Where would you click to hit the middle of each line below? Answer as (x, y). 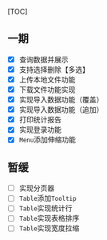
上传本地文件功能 (47, 79)
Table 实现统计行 (46, 208)
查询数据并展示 (44, 59)
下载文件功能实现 (47, 90)
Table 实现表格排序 (49, 218)
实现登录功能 (40, 130)
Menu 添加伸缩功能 (48, 140)
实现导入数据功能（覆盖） (61, 100)
